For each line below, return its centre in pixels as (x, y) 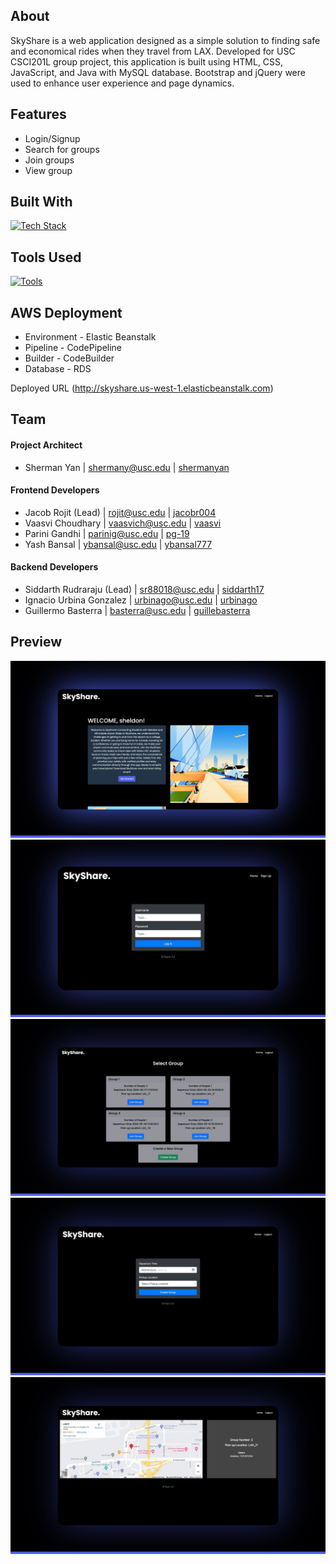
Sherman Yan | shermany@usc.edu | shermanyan (127, 467)
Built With (41, 202)
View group (48, 170)
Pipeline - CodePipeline (73, 348)
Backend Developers (54, 567)
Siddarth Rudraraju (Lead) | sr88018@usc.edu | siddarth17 (144, 590)
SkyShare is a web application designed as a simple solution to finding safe (165, 40)
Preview (36, 642)
